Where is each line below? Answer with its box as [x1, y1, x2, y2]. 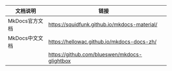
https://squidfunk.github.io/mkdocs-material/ [48, 21, 158, 28]
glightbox [48, 57, 71, 64]
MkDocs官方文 [8, 17, 44, 25]
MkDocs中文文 [8, 35, 44, 41]
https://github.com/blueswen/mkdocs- [48, 51, 142, 58]
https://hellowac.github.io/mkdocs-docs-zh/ [48, 38, 157, 45]
